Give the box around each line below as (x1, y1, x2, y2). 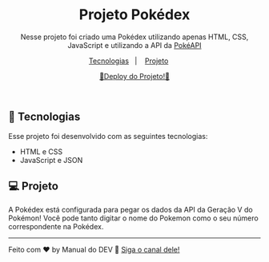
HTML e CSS (19, 146, 63, 157)
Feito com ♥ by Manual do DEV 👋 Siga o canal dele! (8, 244, 180, 254)
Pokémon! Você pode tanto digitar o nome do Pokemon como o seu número (8, 213, 259, 223)
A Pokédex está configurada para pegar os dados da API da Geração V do (8, 204, 254, 214)
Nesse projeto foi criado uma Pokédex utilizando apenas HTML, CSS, (20, 32, 249, 42)
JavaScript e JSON (19, 155, 83, 165)
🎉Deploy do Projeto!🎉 (98, 71, 171, 81)
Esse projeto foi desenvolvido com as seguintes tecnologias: (8, 131, 208, 141)
